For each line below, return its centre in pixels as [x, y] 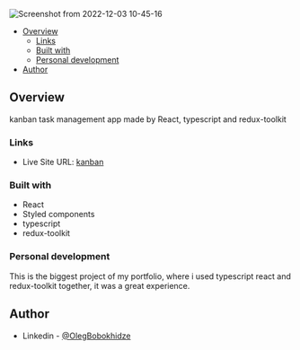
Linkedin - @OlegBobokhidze [76, 336]
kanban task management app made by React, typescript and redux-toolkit [148, 119]
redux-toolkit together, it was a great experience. [100, 285]
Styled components [58, 214]
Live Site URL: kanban [63, 162]
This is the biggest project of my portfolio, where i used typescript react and [150, 276]
